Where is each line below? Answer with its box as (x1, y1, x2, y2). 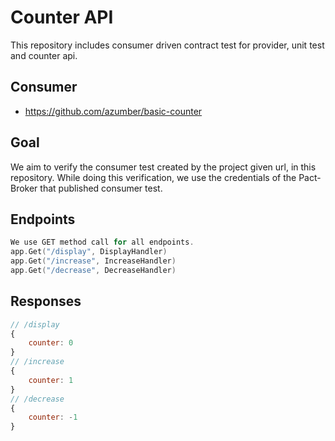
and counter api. (10, 49, 78, 61)
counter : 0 (28, 338, 74, 348)
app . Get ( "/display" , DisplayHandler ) (10, 247, 168, 257)
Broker (10, 182, 38, 194)
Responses (10, 293, 82, 310)
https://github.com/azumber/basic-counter (24, 105, 203, 117)
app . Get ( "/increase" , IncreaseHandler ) (10, 256, 177, 266)
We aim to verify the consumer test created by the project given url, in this (10, 161, 317, 173)
